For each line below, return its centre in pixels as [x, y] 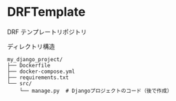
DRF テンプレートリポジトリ [47, 32]
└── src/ [20, 83]
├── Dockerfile [29, 65]
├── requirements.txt [38, 77]
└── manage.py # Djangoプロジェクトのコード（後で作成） [96, 91]
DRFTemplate [46, 12]
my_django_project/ [35, 59]
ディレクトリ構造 [31, 46]
